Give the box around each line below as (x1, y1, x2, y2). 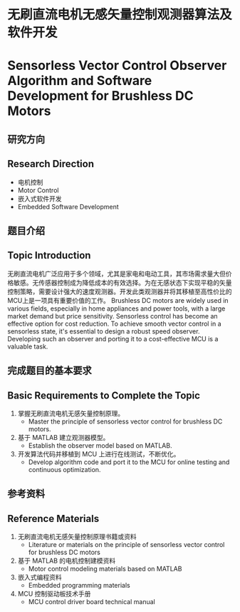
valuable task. (7, 342, 48, 351)
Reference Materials (7, 512, 100, 525)
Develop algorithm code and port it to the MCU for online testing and (28, 458, 230, 466)
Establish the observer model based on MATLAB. (28, 441, 172, 450)
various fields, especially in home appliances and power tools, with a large (7, 304, 226, 313)
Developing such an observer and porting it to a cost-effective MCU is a (7, 334, 219, 343)
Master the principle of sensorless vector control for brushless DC (28, 417, 223, 426)
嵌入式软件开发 (17, 194, 62, 203)
